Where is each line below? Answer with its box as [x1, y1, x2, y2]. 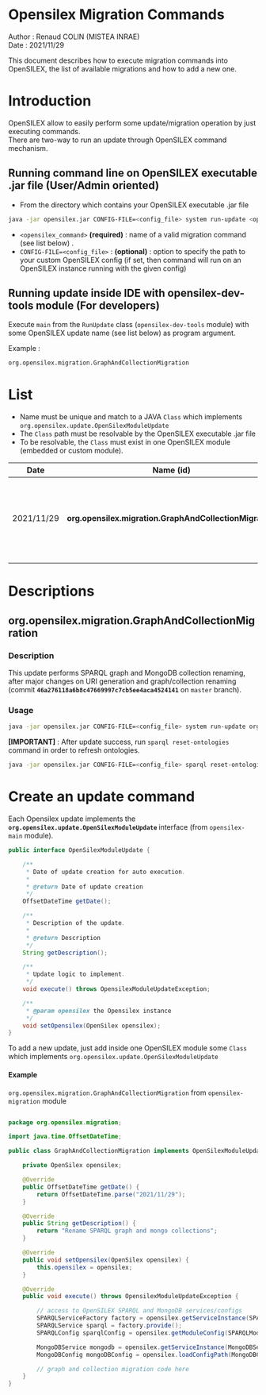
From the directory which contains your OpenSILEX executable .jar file [19, 200, 249, 210]
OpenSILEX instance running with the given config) [19, 264, 187, 273]
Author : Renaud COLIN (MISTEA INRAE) [8, 32, 140, 41]
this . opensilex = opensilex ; [36, 1263, 133, 1271]
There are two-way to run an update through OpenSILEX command [8, 135, 227, 145]
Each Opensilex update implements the [8, 814, 136, 823]
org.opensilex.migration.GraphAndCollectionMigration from [8, 1088, 207, 1097]
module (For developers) [35, 299, 160, 312]
